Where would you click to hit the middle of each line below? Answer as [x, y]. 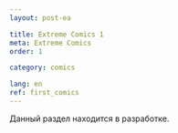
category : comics [42, 68]
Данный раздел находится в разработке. [89, 118]
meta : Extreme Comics [51, 43]
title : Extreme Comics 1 [57, 34]
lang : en [26, 84]
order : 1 [26, 51]
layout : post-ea [40, 18]
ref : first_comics [44, 93]
